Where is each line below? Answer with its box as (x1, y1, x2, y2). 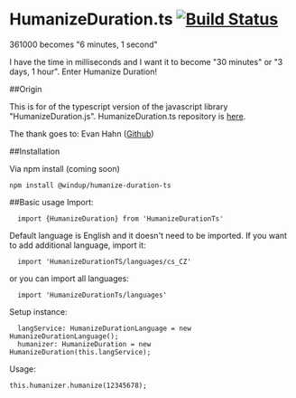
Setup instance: (9, 306, 68, 317)
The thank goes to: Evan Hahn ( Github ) (9, 128, 155, 139)
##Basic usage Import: (9, 196, 94, 207)
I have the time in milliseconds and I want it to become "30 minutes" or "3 (9, 56, 283, 67)
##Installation (9, 146, 60, 156)
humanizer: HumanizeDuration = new (17, 339, 152, 348)
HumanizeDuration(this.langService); (9, 347, 152, 356)
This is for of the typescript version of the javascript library (9, 100, 228, 112)
